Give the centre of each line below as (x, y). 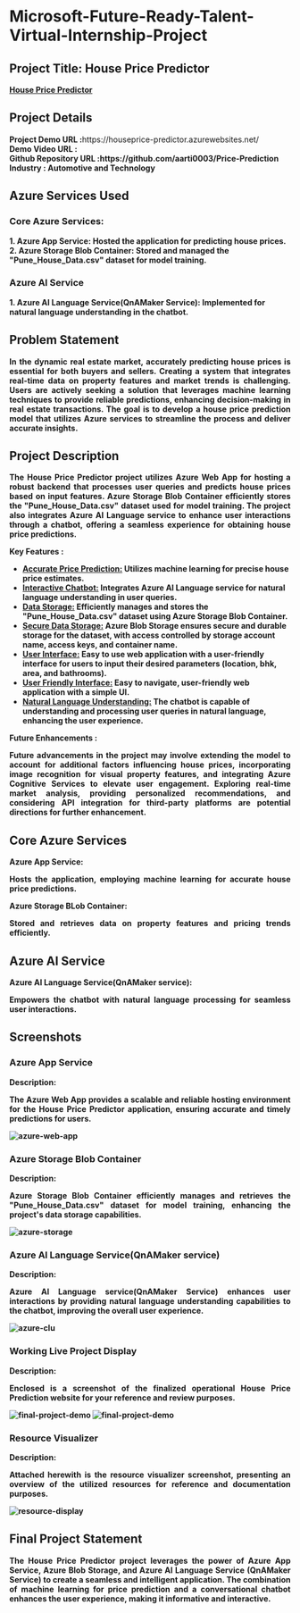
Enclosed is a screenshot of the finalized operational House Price (150, 1388)
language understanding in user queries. (100, 598)
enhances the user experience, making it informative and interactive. (140, 1598)
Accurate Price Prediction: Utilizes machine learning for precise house (155, 569)
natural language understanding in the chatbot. (99, 312)
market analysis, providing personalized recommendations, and (150, 793)
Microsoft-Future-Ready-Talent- (132, 17)
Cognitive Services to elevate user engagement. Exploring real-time (150, 784)
